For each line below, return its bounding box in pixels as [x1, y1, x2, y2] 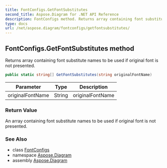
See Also [5, 136, 27, 143]
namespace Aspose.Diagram [12, 152, 72, 158]
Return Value [5, 106, 37, 113]
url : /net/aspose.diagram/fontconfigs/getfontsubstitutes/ [5, 26, 130, 31]
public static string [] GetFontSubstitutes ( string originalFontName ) [5, 72, 153, 77]
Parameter [15, 83, 41, 90]
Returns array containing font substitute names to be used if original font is [5, 57, 159, 63]
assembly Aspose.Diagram [12, 158, 68, 164]
